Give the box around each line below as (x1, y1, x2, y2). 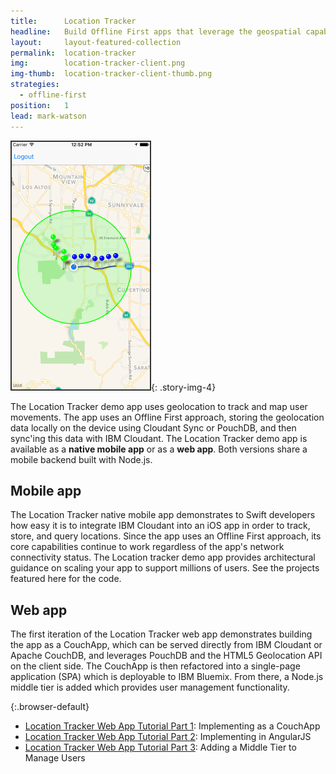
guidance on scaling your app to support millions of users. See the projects (10, 562, 320, 574)
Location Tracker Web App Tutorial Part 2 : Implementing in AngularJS (24, 731, 312, 743)
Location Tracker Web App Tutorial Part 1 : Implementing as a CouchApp (24, 720, 321, 732)
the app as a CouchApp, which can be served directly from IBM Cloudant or (10, 639, 323, 651)
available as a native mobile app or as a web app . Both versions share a (10, 443, 308, 455)
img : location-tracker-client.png (10, 58, 186, 69)
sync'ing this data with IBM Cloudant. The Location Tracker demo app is (10, 432, 308, 444)
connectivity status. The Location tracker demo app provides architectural (10, 551, 316, 564)
